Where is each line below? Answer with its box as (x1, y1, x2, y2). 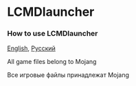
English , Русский (7, 44, 56, 52)
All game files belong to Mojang (7, 58, 97, 66)
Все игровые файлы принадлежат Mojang (7, 71, 129, 79)
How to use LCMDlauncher (7, 29, 98, 39)
